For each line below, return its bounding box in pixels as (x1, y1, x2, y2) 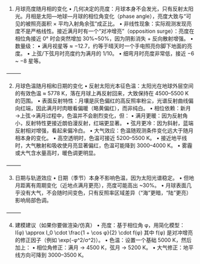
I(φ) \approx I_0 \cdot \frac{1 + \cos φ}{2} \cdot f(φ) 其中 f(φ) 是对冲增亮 (14, 229, 193, 236)
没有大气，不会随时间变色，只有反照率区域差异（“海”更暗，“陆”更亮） (20, 190, 192, 196)
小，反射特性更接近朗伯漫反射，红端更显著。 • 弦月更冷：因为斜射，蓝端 (14, 120, 194, 126)
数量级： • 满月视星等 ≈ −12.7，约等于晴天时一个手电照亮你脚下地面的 (14, 42, 187, 49)
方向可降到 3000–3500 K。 (20, 251, 87, 258)
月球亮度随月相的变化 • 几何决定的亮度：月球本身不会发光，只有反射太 (14, 5, 189, 12)
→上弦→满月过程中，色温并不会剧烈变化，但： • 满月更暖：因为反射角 (14, 112, 188, 119)
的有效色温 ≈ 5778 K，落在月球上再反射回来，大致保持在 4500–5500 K (14, 90, 189, 97)
